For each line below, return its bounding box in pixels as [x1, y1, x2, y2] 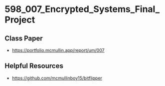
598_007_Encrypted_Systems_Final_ [4, 3, 160, 15]
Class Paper [4, 34, 43, 42]
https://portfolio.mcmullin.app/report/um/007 [11, 47, 105, 53]
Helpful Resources [4, 61, 63, 70]
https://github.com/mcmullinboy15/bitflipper [11, 75, 103, 81]
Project [4, 14, 35, 25]
